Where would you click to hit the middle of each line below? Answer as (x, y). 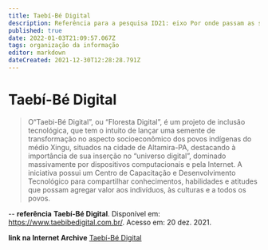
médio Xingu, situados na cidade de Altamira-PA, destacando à (132, 147)
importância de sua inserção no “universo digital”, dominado (127, 156)
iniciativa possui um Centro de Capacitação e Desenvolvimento (132, 173)
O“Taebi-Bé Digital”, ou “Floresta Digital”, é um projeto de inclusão (136, 121)
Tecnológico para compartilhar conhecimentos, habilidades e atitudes (142, 181)
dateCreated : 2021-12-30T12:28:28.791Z (75, 61)
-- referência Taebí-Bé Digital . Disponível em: (85, 213)
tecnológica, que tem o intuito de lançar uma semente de (121, 130)
